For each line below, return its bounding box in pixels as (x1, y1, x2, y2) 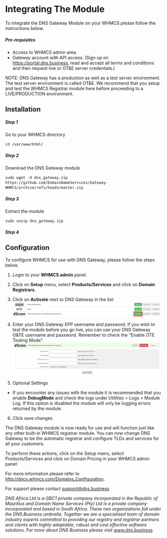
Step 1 (5, 119, 18, 125)
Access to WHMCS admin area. (12, 49, 77, 55)
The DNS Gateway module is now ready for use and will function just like (5, 425, 155, 431)
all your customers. (5, 440, 45, 447)
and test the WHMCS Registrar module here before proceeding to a (5, 85, 144, 91)
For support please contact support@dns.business (5, 485, 110, 492)
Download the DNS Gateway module (5, 165, 80, 171)
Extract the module (5, 208, 44, 214)
